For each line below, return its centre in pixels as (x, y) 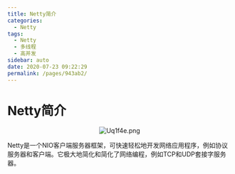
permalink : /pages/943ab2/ (47, 73)
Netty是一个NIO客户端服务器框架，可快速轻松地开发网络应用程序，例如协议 (118, 146)
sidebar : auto (28, 60)
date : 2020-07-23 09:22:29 (47, 67)
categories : (25, 21)
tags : (15, 34)
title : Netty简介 (32, 14)
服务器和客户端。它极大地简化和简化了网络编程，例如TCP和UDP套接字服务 (117, 154)
